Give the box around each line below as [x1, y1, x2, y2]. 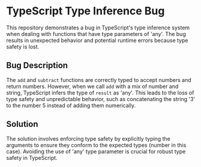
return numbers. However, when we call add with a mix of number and [6, 83, 179, 90]
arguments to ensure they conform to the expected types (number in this [6, 141, 187, 148]
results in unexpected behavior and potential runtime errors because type [6, 37, 188, 44]
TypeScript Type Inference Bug [6, 4, 165, 18]
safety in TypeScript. [6, 154, 58, 161]
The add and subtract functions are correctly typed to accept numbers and [6, 76, 192, 83]
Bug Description [6, 60, 68, 71]
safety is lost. [6, 43, 40, 50]
